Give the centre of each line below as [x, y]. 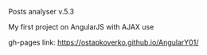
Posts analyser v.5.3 [41, 12]
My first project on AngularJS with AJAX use [81, 27]
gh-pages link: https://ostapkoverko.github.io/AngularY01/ [103, 42]
